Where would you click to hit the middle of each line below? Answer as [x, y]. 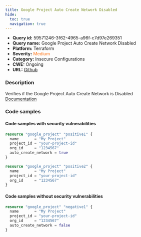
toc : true [20, 19]
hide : [11, 14]
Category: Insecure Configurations [48, 59]
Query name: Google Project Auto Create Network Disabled [74, 43]
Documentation [21, 99]
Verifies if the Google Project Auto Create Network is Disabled [69, 93]
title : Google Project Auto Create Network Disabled [61, 10]
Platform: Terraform [33, 48]
